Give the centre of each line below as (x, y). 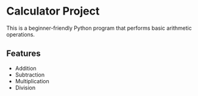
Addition (26, 68)
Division (25, 87)
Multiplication (32, 81)
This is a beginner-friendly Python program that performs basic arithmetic (99, 28)
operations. (21, 34)
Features (23, 54)
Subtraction (30, 75)
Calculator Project (53, 11)
